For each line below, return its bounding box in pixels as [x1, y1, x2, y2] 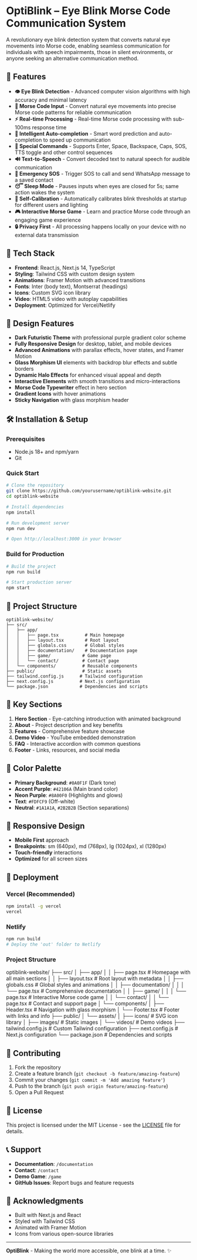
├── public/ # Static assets [6, 668, 122, 674]
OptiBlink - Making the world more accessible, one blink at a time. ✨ [6, 1247, 172, 1254]
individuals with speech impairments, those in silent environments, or [6, 48, 173, 55]
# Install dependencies [6, 504, 64, 510]
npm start [6, 585, 30, 591]
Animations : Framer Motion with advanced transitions [14, 276, 145, 283]
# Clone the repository [6, 482, 64, 488]
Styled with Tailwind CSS [14, 1218, 75, 1225]
